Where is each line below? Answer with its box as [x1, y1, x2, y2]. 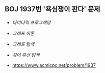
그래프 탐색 [12, 41, 35, 47]
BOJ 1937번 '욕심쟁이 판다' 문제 [5, 5, 100, 14]
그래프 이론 [12, 30, 35, 36]
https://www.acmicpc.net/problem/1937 [12, 62, 96, 68]
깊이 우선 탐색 [12, 52, 40, 58]
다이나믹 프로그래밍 [12, 19, 51, 26]
